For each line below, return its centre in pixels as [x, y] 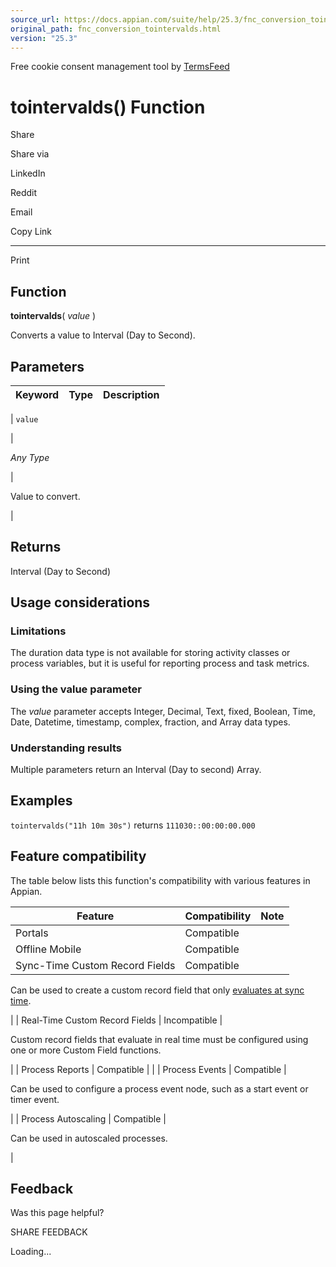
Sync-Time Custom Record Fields [95, 965]
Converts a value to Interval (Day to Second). [103, 335]
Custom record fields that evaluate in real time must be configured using [159, 1039]
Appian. [26, 891]
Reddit [24, 193]
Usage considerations [80, 602]
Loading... [31, 1252]
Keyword [37, 394]
